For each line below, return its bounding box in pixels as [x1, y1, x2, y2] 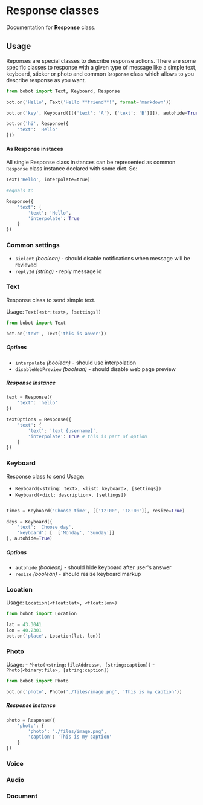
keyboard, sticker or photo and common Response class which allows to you [6, 70, 195, 77]
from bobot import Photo [6, 678, 69, 684]
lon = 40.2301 [6, 627, 42, 633]
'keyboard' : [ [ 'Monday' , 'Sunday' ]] [17, 530, 115, 536]
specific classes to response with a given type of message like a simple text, [6, 63, 197, 71]
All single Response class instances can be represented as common [6, 158, 176, 166]
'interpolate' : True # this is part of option [28, 433, 147, 439]
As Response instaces [6, 145, 63, 152]
